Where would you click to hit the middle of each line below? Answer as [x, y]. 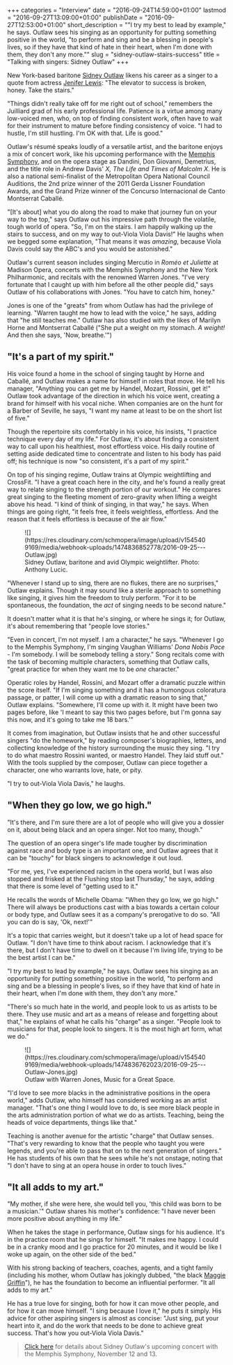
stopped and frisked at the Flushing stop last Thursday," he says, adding [111, 878]
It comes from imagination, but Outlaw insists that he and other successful [114, 733]
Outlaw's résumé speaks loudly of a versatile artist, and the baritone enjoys [115, 147]
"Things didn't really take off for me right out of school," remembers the [110, 103]
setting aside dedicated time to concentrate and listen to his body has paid [114, 453]
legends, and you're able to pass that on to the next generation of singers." [115, 1151]
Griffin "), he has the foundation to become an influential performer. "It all [111, 1283]
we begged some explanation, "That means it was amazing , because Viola [114, 242]
